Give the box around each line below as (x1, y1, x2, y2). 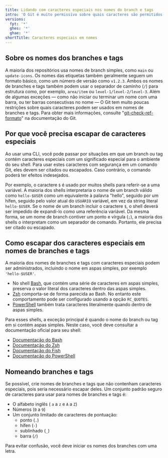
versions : (5, 17, 26, 22)
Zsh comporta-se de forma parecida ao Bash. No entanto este (12, 291, 141, 297)
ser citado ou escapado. (5, 224, 56, 231)
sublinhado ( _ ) (20, 428, 50, 434)
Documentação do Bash (12, 337, 63, 343)
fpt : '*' (10, 21, 28, 27)
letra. (5, 448, 16, 454)
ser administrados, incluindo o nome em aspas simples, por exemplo (5, 265, 147, 271)
